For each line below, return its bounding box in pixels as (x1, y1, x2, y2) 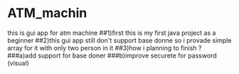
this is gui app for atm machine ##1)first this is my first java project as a (7, 28, 216, 37)
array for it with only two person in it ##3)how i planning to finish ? (7, 43, 202, 52)
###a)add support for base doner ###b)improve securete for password (7, 51, 217, 60)
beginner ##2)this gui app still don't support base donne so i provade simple (7, 36, 232, 44)
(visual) (7, 58, 30, 67)
